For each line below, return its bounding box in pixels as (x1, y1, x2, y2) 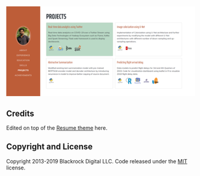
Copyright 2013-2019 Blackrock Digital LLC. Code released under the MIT (6, 157, 187, 165)
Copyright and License (6, 142, 93, 152)
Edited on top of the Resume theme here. (6, 124, 108, 132)
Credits (6, 108, 35, 118)
